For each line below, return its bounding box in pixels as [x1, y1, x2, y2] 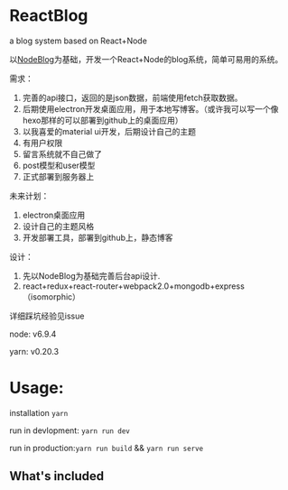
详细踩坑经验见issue [9, 310, 85, 321]
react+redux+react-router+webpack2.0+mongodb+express [22, 281, 246, 291]
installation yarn [9, 407, 69, 418]
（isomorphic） [22, 291, 81, 302]
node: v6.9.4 [9, 328, 57, 339]
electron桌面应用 [22, 209, 86, 220]
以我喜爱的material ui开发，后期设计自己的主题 [22, 125, 197, 136]
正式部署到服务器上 [22, 171, 95, 181]
